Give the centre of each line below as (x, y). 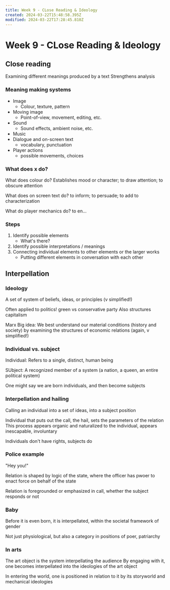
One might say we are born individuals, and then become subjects (75, 386)
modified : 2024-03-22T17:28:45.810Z (44, 20)
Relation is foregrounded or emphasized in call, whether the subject (77, 491)
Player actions (28, 150)
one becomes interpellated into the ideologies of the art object (71, 566)
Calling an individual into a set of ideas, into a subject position (71, 410)
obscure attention (24, 185)
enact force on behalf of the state (41, 481)
